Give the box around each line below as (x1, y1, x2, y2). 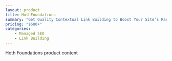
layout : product (5, 7, 40, 13)
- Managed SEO (14, 31, 45, 36)
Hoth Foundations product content (5, 49, 78, 56)
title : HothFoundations (5, 12, 56, 17)
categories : (5, 26, 31, 32)
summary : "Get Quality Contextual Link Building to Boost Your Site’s (5, 17, 159, 22)
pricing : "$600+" (5, 21, 42, 27)
